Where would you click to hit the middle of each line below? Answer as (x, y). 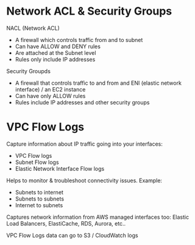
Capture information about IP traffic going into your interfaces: (85, 144)
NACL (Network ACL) (33, 28)
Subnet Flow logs (37, 162)
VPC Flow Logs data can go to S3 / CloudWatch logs (72, 235)
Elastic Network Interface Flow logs (60, 168)
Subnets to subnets (40, 199)
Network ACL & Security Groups (89, 11)
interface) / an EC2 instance (50, 89)
